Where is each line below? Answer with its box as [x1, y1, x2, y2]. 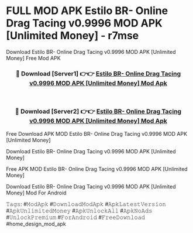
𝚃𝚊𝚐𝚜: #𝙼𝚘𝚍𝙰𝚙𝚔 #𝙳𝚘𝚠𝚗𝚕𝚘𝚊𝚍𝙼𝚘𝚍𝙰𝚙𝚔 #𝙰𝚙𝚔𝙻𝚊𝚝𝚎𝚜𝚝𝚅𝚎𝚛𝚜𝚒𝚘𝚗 [6, 200, 167, 207]
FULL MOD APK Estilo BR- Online [6, 4, 168, 18]
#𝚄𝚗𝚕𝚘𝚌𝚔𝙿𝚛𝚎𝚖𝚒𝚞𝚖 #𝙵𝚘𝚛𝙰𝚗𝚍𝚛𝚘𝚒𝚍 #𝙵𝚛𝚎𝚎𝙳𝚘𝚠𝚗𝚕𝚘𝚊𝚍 [6, 214, 145, 221]
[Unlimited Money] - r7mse [6, 29, 139, 42]
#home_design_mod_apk [6, 220, 66, 227]
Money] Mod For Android [6, 189, 67, 196]
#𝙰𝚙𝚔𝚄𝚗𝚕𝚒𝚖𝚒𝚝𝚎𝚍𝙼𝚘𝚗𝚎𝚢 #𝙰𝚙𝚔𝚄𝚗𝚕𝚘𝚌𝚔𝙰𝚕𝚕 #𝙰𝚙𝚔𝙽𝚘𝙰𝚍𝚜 [6, 207, 153, 214]
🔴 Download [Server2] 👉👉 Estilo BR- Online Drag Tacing [15, 107, 182, 115]
